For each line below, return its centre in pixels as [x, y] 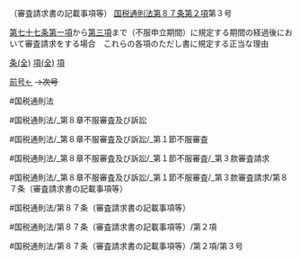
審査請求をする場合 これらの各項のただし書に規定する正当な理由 [147, 44]
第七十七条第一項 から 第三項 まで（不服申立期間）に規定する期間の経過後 [143, 32]
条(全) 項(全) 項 [37, 63]
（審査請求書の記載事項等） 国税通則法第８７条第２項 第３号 [120, 13]
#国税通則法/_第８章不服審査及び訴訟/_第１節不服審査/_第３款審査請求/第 [145, 177]
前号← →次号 [34, 82]
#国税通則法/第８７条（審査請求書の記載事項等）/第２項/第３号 [126, 246]
